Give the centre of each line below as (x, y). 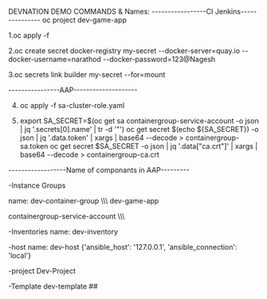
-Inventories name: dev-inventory (63, 231)
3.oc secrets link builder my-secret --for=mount (87, 74)
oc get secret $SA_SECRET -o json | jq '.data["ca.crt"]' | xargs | (154, 146)
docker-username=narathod (55, 59)
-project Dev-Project (42, 271)
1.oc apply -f (29, 35)
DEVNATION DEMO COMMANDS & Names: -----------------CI (111, 12)
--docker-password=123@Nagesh (159, 59)
